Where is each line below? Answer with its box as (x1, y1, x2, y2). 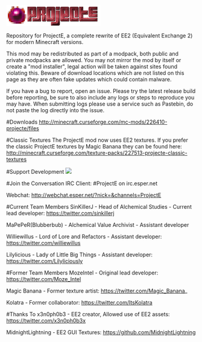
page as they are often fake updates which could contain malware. (6, 76, 172, 83)
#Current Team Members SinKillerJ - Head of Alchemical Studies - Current (6, 203, 192, 210)
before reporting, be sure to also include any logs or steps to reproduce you (6, 94, 195, 101)
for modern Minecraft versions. (6, 39, 84, 45)
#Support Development (6, 168, 65, 175)
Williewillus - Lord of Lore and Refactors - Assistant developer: (6, 233, 162, 240)
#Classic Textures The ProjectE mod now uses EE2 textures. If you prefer (6, 136, 188, 144)
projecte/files (6, 125, 39, 131)
